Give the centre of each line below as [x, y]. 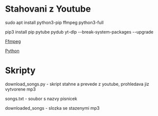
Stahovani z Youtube [48, 9]
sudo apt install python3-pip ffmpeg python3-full [54, 22]
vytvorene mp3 [20, 89]
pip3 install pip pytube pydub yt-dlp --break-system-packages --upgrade [79, 32]
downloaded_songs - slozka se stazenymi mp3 [52, 108]
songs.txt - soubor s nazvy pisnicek [41, 98]
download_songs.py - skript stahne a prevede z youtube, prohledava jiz [77, 84]
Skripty [20, 70]
